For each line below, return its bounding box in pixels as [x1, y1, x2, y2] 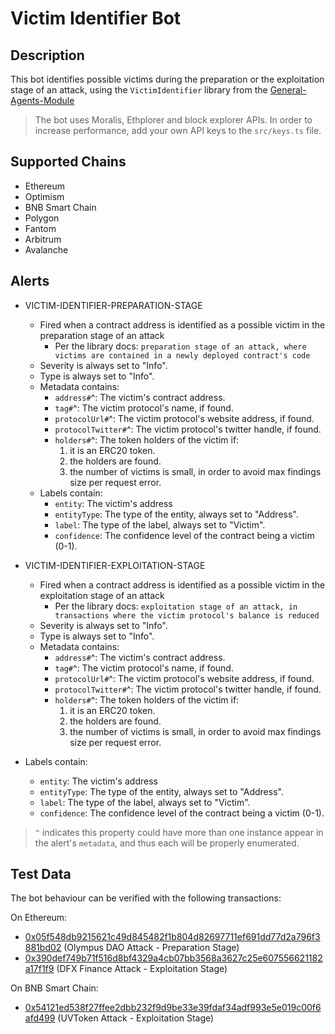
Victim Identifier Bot [10, 7, 182, 30]
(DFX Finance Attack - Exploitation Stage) [56, 963, 228, 975]
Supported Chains [10, 153, 127, 171]
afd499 [24, 1012, 56, 1024]
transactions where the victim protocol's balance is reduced [54, 610, 320, 621]
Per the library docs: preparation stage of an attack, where [54, 340, 307, 352]
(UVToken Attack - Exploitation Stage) [57, 1012, 215, 1024]
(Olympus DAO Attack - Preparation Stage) [63, 942, 240, 954]
